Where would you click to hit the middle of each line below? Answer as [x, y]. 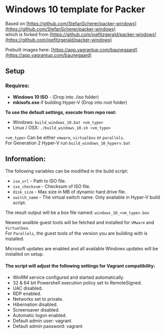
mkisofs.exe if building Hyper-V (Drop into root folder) [70, 102]
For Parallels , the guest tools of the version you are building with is [76, 233]
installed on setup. [25, 254]
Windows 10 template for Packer [75, 9]
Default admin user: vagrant [42, 321]
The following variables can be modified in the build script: [67, 171]
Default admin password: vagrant [48, 326]
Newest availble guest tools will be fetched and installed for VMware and [80, 223]
